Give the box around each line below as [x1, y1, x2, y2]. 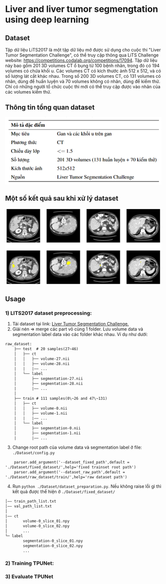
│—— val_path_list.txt [5, 504, 52, 509]
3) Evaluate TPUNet [5, 573, 54, 580]
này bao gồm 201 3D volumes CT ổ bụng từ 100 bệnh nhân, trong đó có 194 [5, 63, 160, 68]
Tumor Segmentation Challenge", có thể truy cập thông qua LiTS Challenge [5, 52, 159, 58]
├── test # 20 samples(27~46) [14, 347, 79, 352]
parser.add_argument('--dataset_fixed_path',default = [14, 460, 130, 465]
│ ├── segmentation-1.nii [14, 431, 81, 436]
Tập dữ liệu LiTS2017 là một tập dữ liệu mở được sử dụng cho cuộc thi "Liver [5, 47, 161, 53]
